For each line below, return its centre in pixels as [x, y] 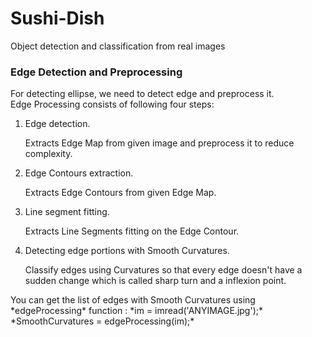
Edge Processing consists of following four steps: [112, 104]
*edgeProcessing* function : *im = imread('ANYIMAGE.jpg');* [136, 311]
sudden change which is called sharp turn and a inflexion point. [155, 281]
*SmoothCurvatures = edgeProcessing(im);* [102, 321]
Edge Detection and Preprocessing [96, 72]
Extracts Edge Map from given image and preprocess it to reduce [159, 143]
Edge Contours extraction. [79, 173]
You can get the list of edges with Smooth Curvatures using [133, 300]
